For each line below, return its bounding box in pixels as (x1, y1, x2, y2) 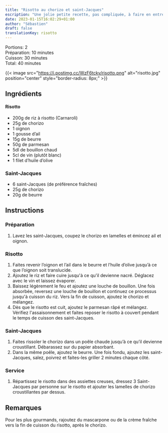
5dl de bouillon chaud (12, 146, 57, 152)
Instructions (5, 206, 44, 215)
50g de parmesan (12, 141, 49, 147)
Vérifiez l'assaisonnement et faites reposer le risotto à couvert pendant (12, 309, 159, 315)
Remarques (5, 403, 42, 412)
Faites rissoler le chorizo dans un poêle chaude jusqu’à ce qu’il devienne (12, 338, 162, 345)
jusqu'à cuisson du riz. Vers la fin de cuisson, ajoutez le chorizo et (12, 293, 149, 299)
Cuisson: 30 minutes (5, 55, 47, 60)
